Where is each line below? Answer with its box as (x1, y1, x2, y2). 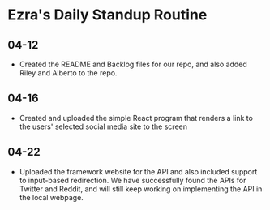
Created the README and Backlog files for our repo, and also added (19, 59, 248, 69)
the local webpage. (19, 192, 84, 202)
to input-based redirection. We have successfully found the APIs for (19, 175, 246, 185)
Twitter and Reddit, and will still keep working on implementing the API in (19, 184, 263, 194)
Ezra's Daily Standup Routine (7, 6, 208, 24)
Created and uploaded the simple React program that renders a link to (19, 113, 253, 122)
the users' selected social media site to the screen (19, 122, 188, 131)
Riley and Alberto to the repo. (19, 68, 118, 78)
